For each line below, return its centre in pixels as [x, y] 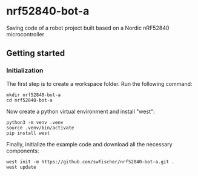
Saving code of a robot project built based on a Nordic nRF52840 [88, 28]
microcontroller [25, 34]
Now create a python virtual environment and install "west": [81, 111]
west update [21, 167]
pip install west [28, 133]
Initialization [25, 71]
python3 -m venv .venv [35, 122]
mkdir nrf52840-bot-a [34, 95]
